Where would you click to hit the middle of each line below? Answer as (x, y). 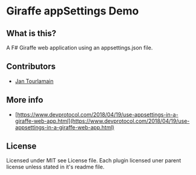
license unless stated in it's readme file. (55, 167)
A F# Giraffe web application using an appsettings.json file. (80, 48)
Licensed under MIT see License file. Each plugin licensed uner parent (94, 161)
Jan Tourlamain (34, 81)
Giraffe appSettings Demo (73, 11)
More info (25, 100)
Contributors (31, 66)
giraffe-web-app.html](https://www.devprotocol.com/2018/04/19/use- (102, 121)
